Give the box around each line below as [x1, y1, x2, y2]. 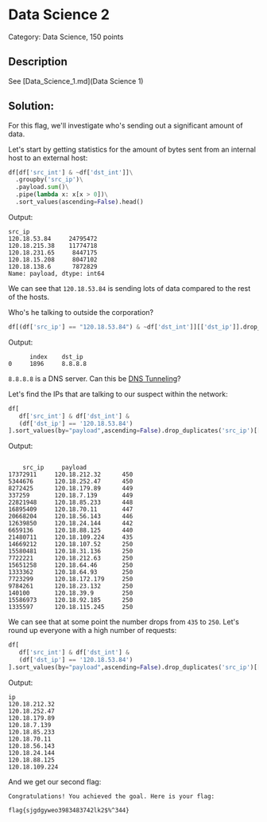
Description [8, 55, 68, 69]
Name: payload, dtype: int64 [8, 269, 105, 277]
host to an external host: [8, 153, 88, 163]
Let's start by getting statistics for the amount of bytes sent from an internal [8, 144, 257, 154]
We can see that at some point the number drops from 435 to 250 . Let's [8, 617, 240, 627]
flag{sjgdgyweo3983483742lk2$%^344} [8, 806, 130, 814]
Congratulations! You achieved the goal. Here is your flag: [8, 792, 215, 800]
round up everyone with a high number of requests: [8, 626, 177, 635]
